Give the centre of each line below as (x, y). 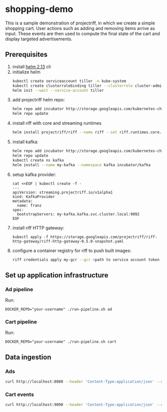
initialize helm (26, 72)
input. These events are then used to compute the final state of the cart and (83, 33)
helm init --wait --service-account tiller (58, 90)
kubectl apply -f (30, 237)
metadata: (23, 201)
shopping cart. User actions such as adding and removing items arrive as (80, 28)
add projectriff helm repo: (39, 100)
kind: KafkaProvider (34, 197)
